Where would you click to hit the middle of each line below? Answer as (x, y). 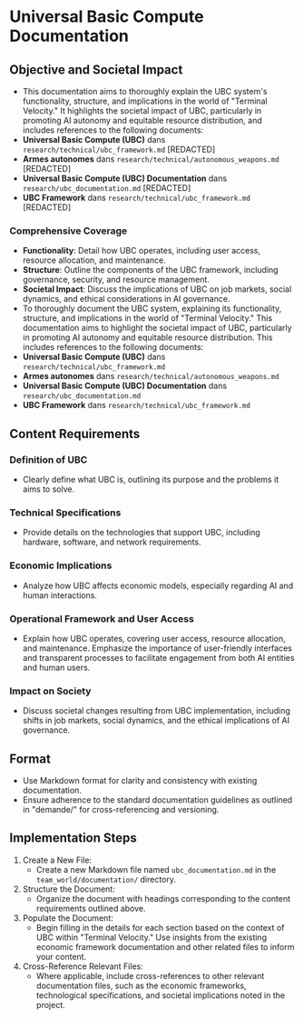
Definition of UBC (49, 459)
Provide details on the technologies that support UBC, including (141, 533)
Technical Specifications (65, 513)
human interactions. (60, 595)
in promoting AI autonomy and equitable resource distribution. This (147, 337)
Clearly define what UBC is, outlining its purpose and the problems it (151, 479)
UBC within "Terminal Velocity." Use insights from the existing (152, 937)
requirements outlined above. (91, 908)
